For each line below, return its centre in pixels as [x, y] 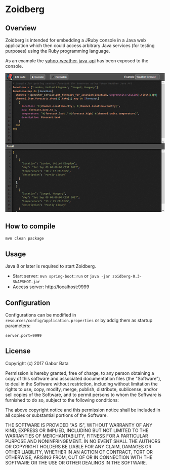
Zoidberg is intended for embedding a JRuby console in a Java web [76, 40]
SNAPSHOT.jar [26, 282]
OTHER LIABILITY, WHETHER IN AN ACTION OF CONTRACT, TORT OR [79, 452]
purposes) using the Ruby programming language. [58, 51]
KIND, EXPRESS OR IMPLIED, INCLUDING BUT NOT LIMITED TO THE [77, 430]
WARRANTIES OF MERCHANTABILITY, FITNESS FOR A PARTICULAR [77, 436]
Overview [21, 28]
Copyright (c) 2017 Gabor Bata [37, 363]
